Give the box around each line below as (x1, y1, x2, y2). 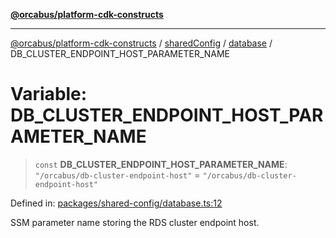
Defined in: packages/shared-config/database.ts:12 (10, 197, 223, 209)
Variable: (10, 83, 88, 106)
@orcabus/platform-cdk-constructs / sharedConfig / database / (10, 37, 273, 49)
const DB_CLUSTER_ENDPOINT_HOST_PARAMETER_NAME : (34, 158, 288, 170)
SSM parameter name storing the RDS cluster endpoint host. (10, 216, 260, 228)
